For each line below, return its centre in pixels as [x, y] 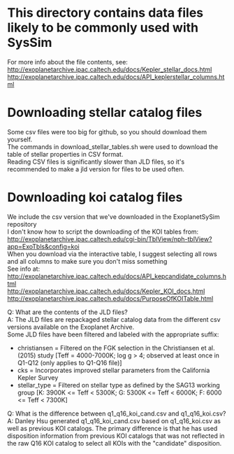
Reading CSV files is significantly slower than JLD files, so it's [96, 162]
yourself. [20, 139]
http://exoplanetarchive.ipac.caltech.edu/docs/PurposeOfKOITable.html [110, 298]
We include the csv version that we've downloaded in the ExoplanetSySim [114, 217]
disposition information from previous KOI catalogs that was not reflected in [116, 436]
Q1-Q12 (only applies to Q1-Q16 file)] [70, 362]
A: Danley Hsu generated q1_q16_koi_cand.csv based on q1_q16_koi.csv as [114, 420]
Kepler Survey [38, 377]
